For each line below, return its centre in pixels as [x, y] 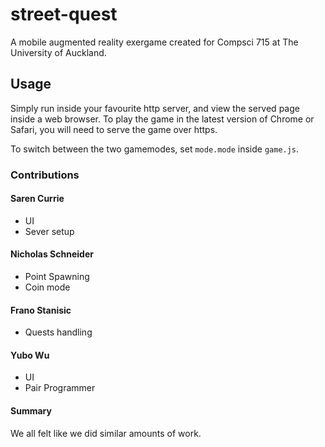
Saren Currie [37, 199]
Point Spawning [57, 277]
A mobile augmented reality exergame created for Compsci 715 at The [154, 42]
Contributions [45, 175]
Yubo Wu [30, 355]
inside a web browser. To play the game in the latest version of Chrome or [162, 119]
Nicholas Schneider [52, 254]
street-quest [64, 14]
